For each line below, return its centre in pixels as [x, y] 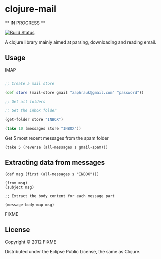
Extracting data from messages [55, 162]
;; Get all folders [25, 102]
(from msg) [16, 183]
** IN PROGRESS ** [25, 23]
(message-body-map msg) [30, 205]
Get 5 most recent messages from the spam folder [57, 138]
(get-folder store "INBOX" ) [34, 120]
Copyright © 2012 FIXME [31, 242]
